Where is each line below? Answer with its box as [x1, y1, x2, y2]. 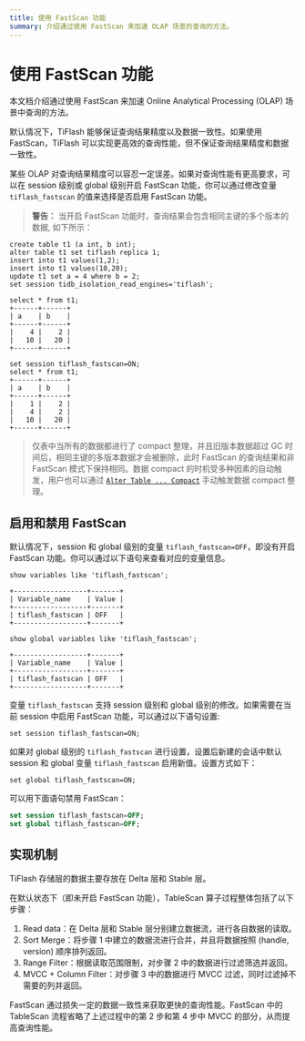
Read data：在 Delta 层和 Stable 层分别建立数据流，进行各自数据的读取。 [22, 923, 297, 934]
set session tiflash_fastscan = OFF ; [9, 811, 145, 821]
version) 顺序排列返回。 [22, 945, 112, 956]
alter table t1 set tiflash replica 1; [9, 248, 161, 258]
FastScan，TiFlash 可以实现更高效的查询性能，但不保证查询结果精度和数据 [9, 138, 290, 148]
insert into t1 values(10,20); [9, 264, 128, 273]
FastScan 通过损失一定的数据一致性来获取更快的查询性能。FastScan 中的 [9, 999, 283, 1010]
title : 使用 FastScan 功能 [9, 13, 107, 23]
